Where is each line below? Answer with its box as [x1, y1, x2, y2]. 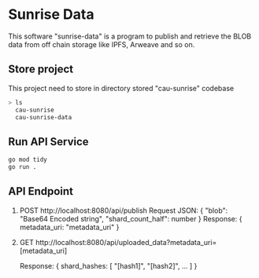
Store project [8, 63, 74, 76]
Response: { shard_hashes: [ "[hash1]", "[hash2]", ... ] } [19, 261, 198, 270]
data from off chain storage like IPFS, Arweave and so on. [8, 39, 195, 49]
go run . [8, 163, 37, 171]
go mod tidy [8, 155, 47, 164]
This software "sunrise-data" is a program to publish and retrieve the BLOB [8, 31, 252, 41]
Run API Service [8, 135, 89, 148]
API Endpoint [8, 185, 73, 198]
